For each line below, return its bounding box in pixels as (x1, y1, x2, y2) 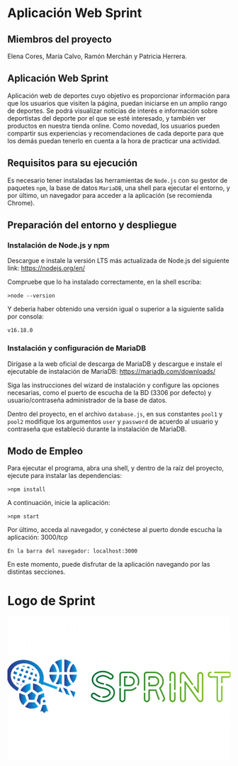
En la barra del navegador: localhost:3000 (7, 548, 138, 555)
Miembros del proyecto (7, 33, 112, 45)
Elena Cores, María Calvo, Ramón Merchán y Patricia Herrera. (7, 52, 188, 60)
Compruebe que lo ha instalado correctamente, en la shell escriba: (7, 278, 202, 287)
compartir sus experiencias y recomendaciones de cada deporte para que (7, 129, 225, 138)
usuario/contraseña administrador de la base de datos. (7, 396, 168, 404)
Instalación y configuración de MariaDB (7, 343, 147, 353)
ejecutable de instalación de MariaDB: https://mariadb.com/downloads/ (7, 367, 216, 375)
